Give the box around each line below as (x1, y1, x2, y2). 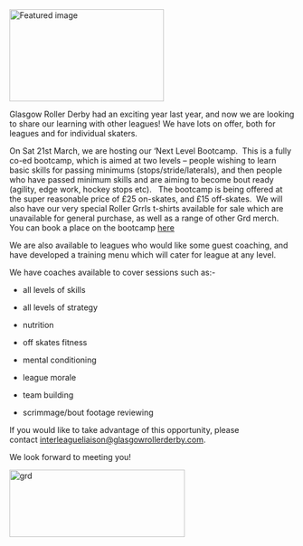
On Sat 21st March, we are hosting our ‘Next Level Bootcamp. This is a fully (9, 146, 292, 156)
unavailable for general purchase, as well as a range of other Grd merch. (9, 212, 279, 223)
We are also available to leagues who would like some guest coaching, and (9, 240, 289, 250)
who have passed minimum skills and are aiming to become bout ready (9, 174, 274, 184)
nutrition (22, 320, 54, 330)
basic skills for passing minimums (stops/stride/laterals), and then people (9, 165, 283, 175)
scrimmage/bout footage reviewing (22, 407, 154, 418)
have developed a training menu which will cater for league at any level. (9, 249, 277, 260)
